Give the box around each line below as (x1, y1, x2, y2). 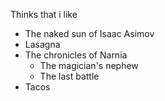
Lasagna (24, 39, 61, 50)
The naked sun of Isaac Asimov (24, 28, 155, 39)
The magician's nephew (39, 60, 139, 71)
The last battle (39, 70, 100, 82)
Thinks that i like (10, 9, 78, 20)
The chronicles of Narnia (24, 49, 128, 61)
